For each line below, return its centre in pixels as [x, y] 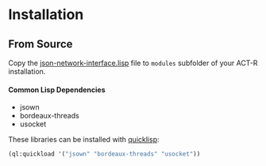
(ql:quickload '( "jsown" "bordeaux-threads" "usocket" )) [104, 154]
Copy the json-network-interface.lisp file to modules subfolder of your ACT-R [133, 63]
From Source [40, 44]
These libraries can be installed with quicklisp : [84, 140]
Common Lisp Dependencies [57, 90]
